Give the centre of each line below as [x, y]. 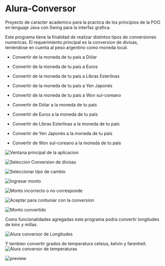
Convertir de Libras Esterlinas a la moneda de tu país [66, 124]
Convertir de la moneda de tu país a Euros [55, 66]
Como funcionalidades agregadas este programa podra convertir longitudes [82, 219]
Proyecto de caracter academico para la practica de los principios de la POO [83, 22]
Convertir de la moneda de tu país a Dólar [54, 57]
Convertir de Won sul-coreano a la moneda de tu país [67, 143]
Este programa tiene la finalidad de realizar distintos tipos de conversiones [81, 37]
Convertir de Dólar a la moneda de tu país [54, 104]
